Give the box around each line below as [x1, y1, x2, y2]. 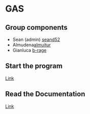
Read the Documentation [5, 90, 85, 98]
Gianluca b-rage [12, 47, 47, 53]
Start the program [5, 62, 63, 71]
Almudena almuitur [12, 42, 51, 48]
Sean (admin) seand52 [12, 36, 60, 42]
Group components [5, 23, 68, 32]
